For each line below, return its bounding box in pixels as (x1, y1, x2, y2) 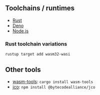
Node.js (12, 27, 29, 34)
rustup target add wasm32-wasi (5, 52, 70, 57)
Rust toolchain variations (5, 40, 67, 47)
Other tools (5, 65, 41, 74)
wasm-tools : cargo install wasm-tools (12, 78, 93, 84)
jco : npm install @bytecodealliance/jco (12, 83, 95, 89)
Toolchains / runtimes (5, 4, 75, 12)
